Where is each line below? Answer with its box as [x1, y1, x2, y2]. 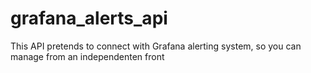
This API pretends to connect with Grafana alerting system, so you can [10, 40, 302, 52]
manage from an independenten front [10, 50, 165, 62]
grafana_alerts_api [10, 7, 168, 30]
